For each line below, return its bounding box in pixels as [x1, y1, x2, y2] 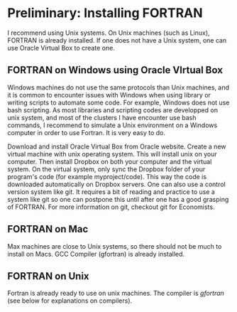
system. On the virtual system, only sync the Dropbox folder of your [7, 165, 206, 173]
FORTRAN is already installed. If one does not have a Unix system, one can [7, 36, 227, 44]
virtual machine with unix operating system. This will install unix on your [7, 149, 218, 158]
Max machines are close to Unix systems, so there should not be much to [7, 242, 222, 250]
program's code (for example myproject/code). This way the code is [7, 172, 207, 181]
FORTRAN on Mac [7, 223, 89, 235]
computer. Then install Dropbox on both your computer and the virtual [7, 157, 212, 166]
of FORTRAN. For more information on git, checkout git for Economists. [7, 203, 215, 211]
